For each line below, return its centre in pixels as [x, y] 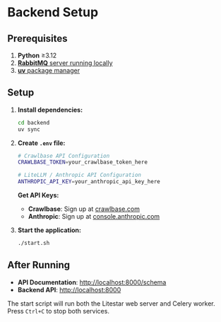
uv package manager [48, 70]
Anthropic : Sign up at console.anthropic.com [94, 217]
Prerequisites [37, 39]
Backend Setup [53, 12]
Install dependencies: [50, 110]
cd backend [34, 122]
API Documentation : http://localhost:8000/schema [92, 282]
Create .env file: [41, 143]
